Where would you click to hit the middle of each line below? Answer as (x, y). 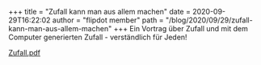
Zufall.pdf (25, 53)
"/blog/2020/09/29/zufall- (209, 20)
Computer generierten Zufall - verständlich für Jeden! (98, 37)
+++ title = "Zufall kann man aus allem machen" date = (100, 12)
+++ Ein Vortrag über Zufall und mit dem (181, 28)
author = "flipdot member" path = (108, 20)
